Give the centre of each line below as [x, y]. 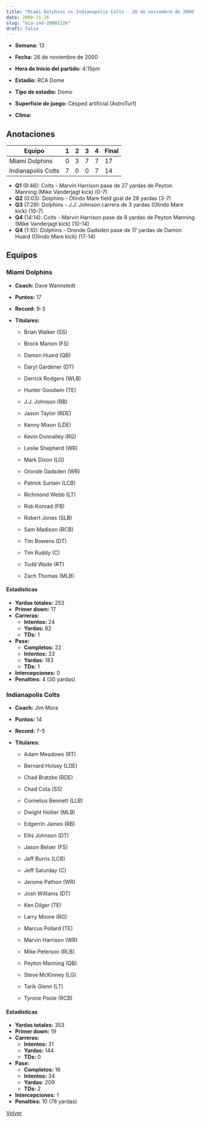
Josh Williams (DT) [47, 894]
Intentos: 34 [39, 1076]
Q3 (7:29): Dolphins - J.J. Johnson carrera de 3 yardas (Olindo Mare [99, 205]
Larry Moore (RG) [45, 917]
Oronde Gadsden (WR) [52, 471]
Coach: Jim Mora [36, 708]
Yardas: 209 [39, 1082]
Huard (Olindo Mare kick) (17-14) [55, 237]
